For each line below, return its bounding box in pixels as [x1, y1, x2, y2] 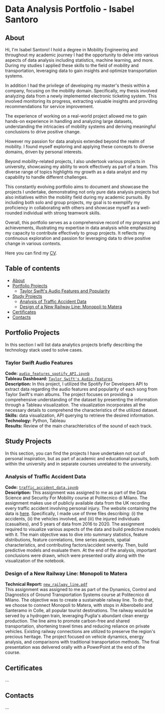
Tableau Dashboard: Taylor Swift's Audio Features [5, 375, 113, 381]
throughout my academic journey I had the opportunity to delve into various [5, 52, 159, 58]
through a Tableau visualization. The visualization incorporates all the [5, 401, 146, 408]
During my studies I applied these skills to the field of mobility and [5, 63, 139, 68]
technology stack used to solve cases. [5, 347, 83, 353]
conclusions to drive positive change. [5, 129, 81, 134]
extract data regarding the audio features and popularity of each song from [5, 386, 158, 392]
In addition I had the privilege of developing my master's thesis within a [5, 82, 150, 88]
